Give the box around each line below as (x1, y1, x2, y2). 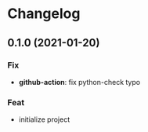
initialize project (18, 115, 70, 124)
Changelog (7, 5, 81, 23)
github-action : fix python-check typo (18, 77, 141, 86)
